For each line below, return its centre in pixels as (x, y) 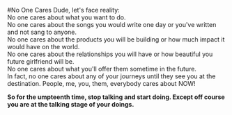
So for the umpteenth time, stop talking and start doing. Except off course (116, 97)
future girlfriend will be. (41, 61)
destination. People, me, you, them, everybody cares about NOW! (101, 83)
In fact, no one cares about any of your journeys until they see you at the (111, 76)
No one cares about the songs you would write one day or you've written (112, 25)
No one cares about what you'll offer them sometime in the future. (102, 69)
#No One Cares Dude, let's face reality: (63, 10)
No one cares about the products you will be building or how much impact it (116, 39)
